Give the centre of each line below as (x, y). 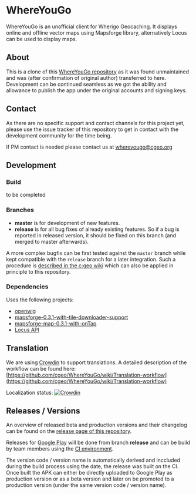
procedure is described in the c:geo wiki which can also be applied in (90, 266)
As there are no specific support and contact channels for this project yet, (95, 123)
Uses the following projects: (40, 300)
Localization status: (30, 392)
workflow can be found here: (41, 368)
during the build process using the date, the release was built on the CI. (92, 466)
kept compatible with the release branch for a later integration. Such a (91, 259)
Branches (20, 210)
